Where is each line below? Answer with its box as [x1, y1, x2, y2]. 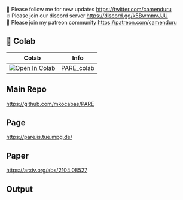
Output [6, 184, 33, 194]
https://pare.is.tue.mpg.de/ [6, 134, 73, 141]
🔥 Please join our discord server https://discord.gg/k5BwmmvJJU [6, 12, 169, 19]
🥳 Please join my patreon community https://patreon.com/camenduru [6, 19, 178, 26]
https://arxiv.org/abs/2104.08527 [6, 166, 88, 174]
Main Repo [6, 84, 47, 95]
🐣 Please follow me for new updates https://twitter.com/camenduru [6, 6, 172, 13]
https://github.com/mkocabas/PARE [6, 100, 94, 107]
